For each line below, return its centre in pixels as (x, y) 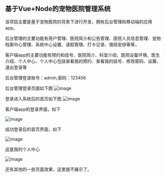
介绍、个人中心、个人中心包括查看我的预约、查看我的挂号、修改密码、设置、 (83, 61)
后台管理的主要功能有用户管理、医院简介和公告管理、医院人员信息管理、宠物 (83, 38)
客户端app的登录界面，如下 (33, 109)
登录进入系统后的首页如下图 (33, 99)
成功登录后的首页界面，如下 (33, 129)
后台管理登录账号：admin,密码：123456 (46, 77)
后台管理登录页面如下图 (29, 88)
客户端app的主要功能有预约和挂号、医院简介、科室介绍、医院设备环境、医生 (83, 55)
